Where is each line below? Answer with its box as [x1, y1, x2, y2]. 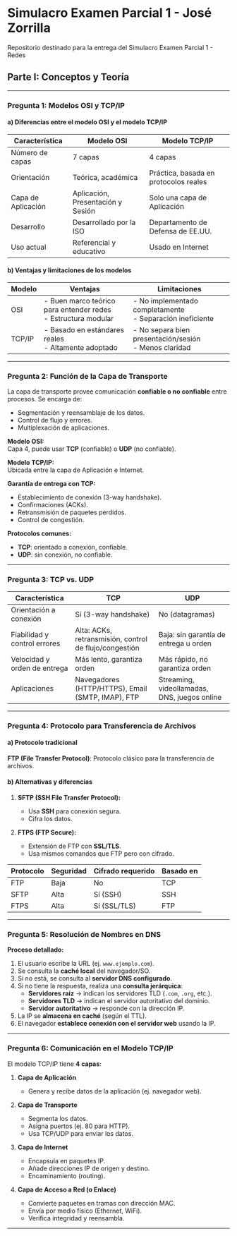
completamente [133, 305, 185, 315]
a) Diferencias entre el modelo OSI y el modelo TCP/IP [7, 118, 168, 126]
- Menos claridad [133, 343, 191, 353]
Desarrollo [11, 222, 46, 231]
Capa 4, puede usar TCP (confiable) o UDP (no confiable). [7, 444, 176, 453]
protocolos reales [149, 176, 207, 186]
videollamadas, [158, 683, 209, 693]
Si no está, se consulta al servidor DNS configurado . [17, 974, 173, 983]
